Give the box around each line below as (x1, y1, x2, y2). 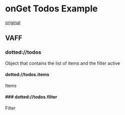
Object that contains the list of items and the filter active (5, 60, 121, 66)
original (5, 19, 21, 25)
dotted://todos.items (5, 72, 50, 78)
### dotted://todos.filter (5, 94, 57, 100)
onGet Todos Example (5, 3, 98, 14)
